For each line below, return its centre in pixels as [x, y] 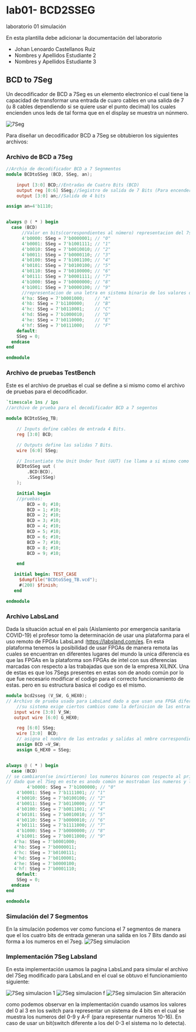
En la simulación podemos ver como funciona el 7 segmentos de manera [93, 929]
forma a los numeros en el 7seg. [45, 941]
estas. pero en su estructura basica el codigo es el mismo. [76, 685]
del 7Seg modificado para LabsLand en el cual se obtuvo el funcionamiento [97, 976]
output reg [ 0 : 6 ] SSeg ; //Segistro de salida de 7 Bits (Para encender [104, 190]
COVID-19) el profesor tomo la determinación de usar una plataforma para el [98, 635]
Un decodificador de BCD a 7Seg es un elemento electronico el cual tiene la [97, 94]
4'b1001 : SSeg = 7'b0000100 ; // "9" [66, 287]
